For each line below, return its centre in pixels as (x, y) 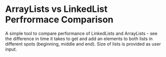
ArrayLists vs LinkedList (56, 9)
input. (11, 49)
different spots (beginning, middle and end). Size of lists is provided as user (83, 44)
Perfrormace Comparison (59, 20)
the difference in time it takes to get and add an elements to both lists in (79, 39)
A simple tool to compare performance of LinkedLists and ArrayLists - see (81, 33)
